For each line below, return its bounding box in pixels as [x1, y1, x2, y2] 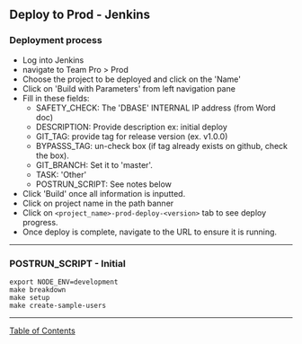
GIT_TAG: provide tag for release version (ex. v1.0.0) [35, 130, 228, 142]
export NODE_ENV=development [9, 278, 119, 287]
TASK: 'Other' [35, 169, 87, 180]
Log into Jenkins [22, 54, 84, 66]
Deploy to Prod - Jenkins [9, 7, 151, 22]
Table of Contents [9, 325, 76, 336]
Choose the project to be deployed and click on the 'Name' [22, 74, 241, 84]
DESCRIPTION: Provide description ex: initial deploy [35, 121, 227, 132]
